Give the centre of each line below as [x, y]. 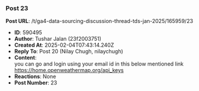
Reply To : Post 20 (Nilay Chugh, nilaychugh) [69, 51]
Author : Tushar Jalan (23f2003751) [58, 39]
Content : [25, 58]
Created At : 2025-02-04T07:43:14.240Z [64, 45]
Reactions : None [35, 77]
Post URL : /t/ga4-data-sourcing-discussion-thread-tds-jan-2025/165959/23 [99, 21]
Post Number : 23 [35, 83]
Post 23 [17, 8]
